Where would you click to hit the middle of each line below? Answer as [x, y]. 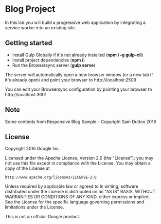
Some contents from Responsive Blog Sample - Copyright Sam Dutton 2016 [81, 122]
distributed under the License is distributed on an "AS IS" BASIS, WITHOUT [80, 192]
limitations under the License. [35, 207]
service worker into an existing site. [41, 27]
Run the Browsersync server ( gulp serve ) [54, 65]
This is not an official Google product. [43, 217]
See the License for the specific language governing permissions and [75, 202]
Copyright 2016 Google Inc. [33, 149]
